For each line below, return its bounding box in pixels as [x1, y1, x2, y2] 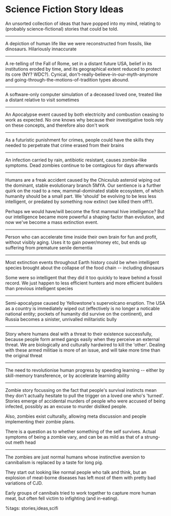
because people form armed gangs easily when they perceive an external [5, 336, 160, 342]
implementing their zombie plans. [5, 418, 75, 424]
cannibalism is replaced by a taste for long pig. [5, 459, 103, 465]
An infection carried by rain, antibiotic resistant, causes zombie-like [5, 157, 147, 163]
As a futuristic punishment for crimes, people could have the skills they [5, 136, 154, 143]
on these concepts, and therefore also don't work [5, 122, 109, 128]
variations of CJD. [5, 480, 43, 486]
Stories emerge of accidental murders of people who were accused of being [5, 398, 165, 404]
